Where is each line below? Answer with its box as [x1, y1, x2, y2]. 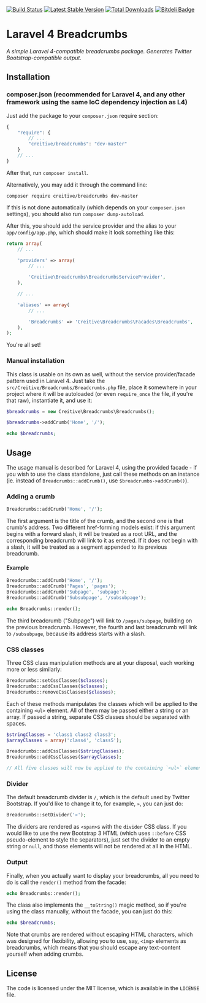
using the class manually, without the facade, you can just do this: [6, 908, 173, 915]
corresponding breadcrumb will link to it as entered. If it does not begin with [6, 537, 198, 544]
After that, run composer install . [6, 169, 89, 176]
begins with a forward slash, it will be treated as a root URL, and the [6, 530, 177, 538]
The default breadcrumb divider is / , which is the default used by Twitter [6, 794, 190, 801]
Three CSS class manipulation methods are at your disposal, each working [6, 659, 194, 667]
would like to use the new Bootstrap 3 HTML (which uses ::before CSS [6, 829, 186, 837]
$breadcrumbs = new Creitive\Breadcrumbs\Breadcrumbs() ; [6, 408, 155, 414]
